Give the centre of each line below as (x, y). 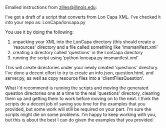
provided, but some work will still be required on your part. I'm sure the (78, 109)
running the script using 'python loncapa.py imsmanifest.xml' (75, 58)
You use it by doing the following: (39, 32)
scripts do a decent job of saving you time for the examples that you (75, 104)
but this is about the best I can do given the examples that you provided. (79, 120)
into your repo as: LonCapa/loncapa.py (45, 22)
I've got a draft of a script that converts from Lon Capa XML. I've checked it (83, 17)
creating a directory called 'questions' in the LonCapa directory (77, 52)
